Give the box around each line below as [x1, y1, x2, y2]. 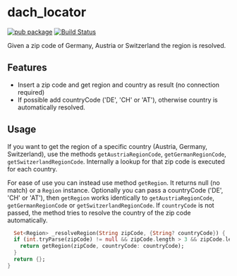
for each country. [7, 164, 58, 173]
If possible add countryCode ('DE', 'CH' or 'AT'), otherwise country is [17, 95, 219, 104]
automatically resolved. [17, 103, 86, 112]
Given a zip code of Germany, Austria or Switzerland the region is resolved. [7, 41, 226, 49]
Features [7, 61, 47, 74]
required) [17, 88, 45, 96]
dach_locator [7, 4, 87, 20]
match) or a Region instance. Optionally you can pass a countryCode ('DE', [7, 186, 224, 194]
